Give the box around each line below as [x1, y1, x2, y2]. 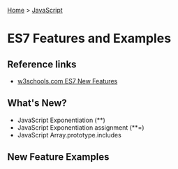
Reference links [7, 58, 77, 70]
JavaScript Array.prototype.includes [17, 130, 122, 139]
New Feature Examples [7, 151, 110, 163]
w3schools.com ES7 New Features [17, 77, 118, 85]
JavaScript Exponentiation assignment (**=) [17, 123, 144, 132]
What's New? [7, 97, 68, 109]
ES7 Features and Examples [7, 31, 172, 46]
